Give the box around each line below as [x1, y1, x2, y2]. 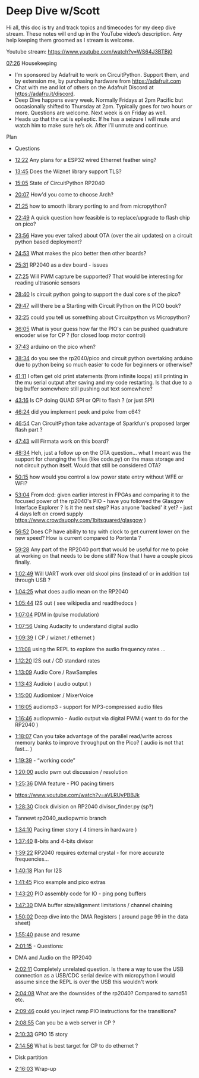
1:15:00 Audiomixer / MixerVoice [14, 692, 94, 699]
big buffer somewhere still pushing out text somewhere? [14, 385, 153, 392]
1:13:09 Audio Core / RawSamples [14, 668, 98, 676]
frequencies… [14, 855, 49, 863]
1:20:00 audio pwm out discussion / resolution [14, 768, 128, 775]
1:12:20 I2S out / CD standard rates [14, 657, 100, 664]
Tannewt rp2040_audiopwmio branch [14, 814, 107, 821]
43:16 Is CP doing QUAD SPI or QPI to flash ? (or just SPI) [14, 396, 155, 404]
